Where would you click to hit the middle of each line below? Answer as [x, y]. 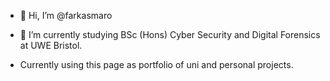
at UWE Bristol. [51, 45]
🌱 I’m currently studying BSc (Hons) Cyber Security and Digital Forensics [170, 34]
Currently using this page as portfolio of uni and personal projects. [156, 64]
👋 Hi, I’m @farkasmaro [66, 15]
